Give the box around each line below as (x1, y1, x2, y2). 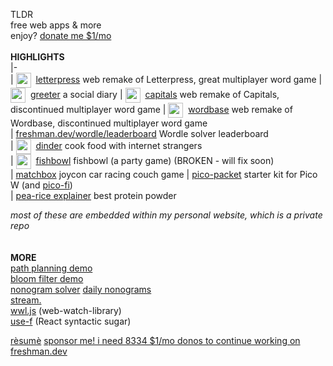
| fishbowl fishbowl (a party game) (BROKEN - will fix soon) (10, 154, 275, 166)
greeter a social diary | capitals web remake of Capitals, (29, 88, 280, 100)
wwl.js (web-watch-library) (10, 305, 122, 316)
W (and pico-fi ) (10, 179, 73, 191)
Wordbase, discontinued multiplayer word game (10, 117, 208, 129)
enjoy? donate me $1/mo (10, 30, 112, 41)
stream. (10, 294, 42, 306)
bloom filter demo (10, 273, 84, 284)
